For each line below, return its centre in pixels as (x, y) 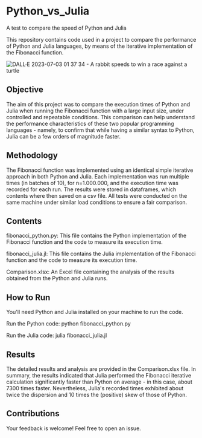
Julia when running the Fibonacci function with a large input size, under (95, 111)
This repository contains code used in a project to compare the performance (101, 39)
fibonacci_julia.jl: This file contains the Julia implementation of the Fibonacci (101, 254)
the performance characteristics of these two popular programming (90, 123)
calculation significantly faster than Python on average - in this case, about (99, 382)
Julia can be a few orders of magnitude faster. (64, 136)
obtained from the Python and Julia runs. (57, 278)
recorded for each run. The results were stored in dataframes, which (91, 189)
